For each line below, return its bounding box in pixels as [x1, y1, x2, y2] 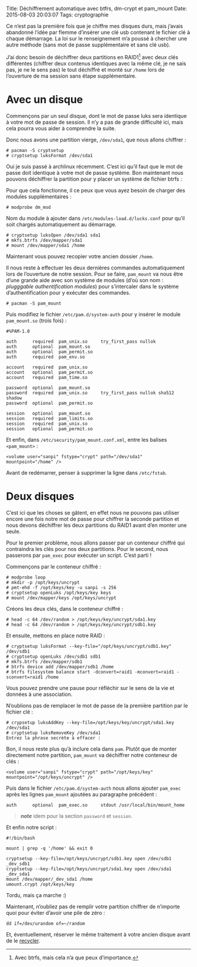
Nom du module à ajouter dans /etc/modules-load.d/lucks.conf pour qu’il [6, 214, 185, 222]
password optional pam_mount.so [6, 384, 91, 391]
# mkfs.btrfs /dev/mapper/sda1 [6, 237, 83, 243]
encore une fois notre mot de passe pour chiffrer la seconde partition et [6, 515, 179, 522]
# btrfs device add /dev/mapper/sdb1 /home [6, 664, 114, 670]
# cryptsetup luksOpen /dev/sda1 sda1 [6, 232, 101, 238]
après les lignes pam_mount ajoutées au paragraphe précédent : [6, 790, 157, 797]
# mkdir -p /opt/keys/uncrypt [6, 579, 80, 586]
